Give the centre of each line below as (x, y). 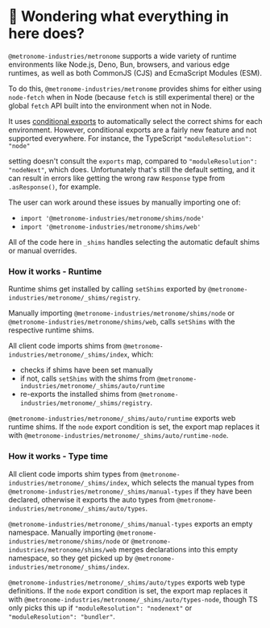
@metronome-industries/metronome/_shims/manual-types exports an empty (131, 523)
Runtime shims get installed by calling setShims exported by (108, 289)
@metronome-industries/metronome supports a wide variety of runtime (123, 56)
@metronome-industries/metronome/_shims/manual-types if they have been (130, 491)
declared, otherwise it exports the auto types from (92, 499)
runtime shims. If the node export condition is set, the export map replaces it (134, 427)
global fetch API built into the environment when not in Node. (110, 105)
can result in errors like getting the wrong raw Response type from (117, 178)
